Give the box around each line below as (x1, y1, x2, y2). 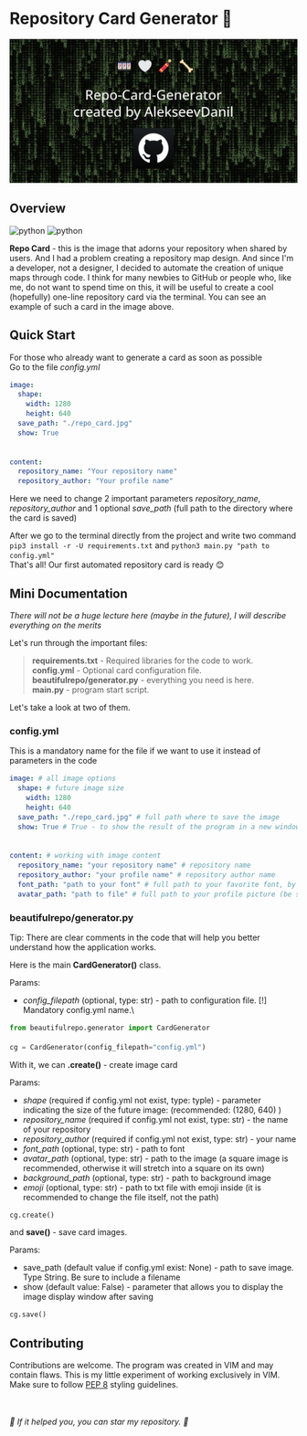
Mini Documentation (9, 586, 128, 601)
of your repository (22, 1124, 91, 1135)
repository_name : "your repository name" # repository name (17, 861, 251, 871)
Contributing (9, 1336, 84, 1351)
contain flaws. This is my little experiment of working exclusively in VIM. (9, 1369, 281, 1380)
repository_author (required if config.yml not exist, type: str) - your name (22, 1133, 297, 1145)
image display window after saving (22, 1292, 153, 1303)
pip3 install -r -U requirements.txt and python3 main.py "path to (9, 540, 270, 551)
